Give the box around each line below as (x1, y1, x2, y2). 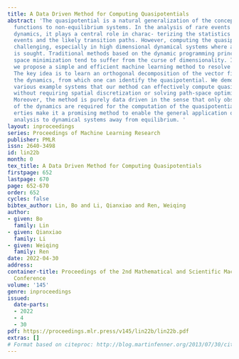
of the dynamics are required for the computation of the (14, 103, 190, 110)
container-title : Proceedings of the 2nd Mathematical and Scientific (7, 268, 221, 275)
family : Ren (14, 248, 50, 256)
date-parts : (14, 301, 50, 309)
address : (7, 262, 33, 269)
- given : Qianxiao (7, 228, 62, 235)
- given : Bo (7, 215, 43, 223)
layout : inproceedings (7, 122, 75, 130)
